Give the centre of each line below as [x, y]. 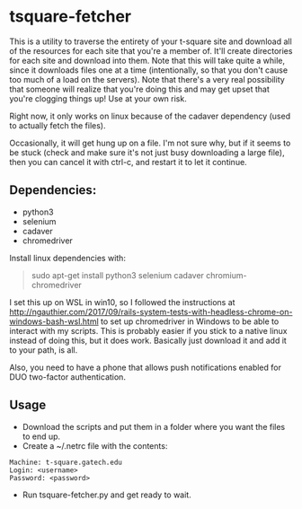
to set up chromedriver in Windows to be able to [190, 321]
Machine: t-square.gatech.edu [66, 462]
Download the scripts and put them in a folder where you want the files [154, 426]
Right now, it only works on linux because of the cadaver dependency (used [150, 116]
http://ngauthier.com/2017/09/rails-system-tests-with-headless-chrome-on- [151, 312]
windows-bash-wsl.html [54, 321]
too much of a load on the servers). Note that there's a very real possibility [147, 79]
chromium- [226, 275]
